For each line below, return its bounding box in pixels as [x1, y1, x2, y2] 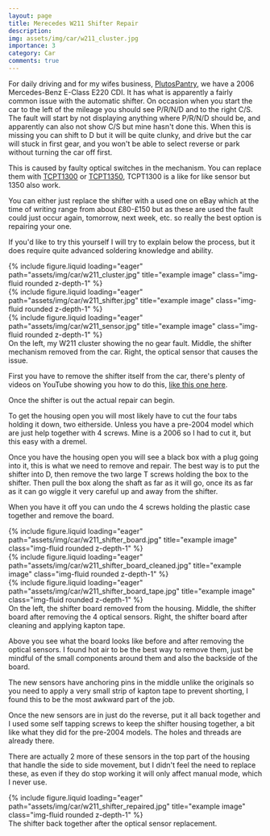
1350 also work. [8, 180, 61, 189]
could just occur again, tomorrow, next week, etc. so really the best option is [8, 213, 262, 223]
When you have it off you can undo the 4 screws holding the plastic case [8, 501, 251, 512]
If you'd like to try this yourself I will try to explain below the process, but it [8, 237, 255, 247]
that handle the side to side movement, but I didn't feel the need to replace [8, 759, 256, 770]
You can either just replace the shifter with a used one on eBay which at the [8, 195, 260, 206]
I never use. [8, 777, 48, 787]
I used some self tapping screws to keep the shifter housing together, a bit [8, 718, 255, 728]
